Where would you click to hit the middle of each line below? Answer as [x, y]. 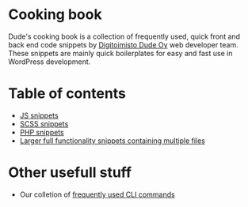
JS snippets [39, 115]
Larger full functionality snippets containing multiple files [113, 141]
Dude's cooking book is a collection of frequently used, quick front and [124, 36]
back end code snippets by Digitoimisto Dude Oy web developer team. [124, 44]
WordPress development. [50, 62]
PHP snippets [42, 132]
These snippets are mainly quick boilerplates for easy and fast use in [120, 53]
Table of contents [67, 94]
